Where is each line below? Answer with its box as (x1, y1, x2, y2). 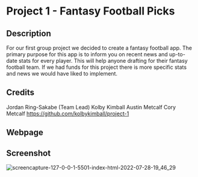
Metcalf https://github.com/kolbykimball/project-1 (6, 110, 129, 117)
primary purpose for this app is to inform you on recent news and (6, 51, 169, 58)
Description (6, 28, 51, 39)
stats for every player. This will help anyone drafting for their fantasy (18, 57, 188, 64)
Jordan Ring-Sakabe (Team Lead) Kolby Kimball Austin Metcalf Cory (6, 103, 176, 111)
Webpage (6, 127, 43, 138)
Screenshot (6, 148, 51, 158)
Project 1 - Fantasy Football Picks (6, 4, 175, 18)
